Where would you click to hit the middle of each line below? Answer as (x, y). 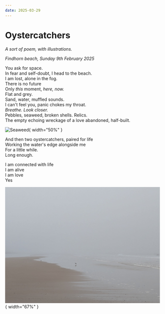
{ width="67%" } (22, 307)
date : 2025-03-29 (23, 10)
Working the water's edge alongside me (45, 144)
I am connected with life (29, 164)
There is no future (23, 84)
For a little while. (22, 149)
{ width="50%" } (46, 130)
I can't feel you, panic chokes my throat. (46, 104)
